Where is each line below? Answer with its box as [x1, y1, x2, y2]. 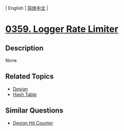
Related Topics [5, 72, 54, 81]
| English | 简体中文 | [5, 5, 49, 11]
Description [5, 44, 44, 52]
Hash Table [12, 91, 37, 97]
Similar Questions [5, 106, 64, 115]
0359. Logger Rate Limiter [5, 23, 119, 35]
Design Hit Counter [12, 120, 53, 126]
